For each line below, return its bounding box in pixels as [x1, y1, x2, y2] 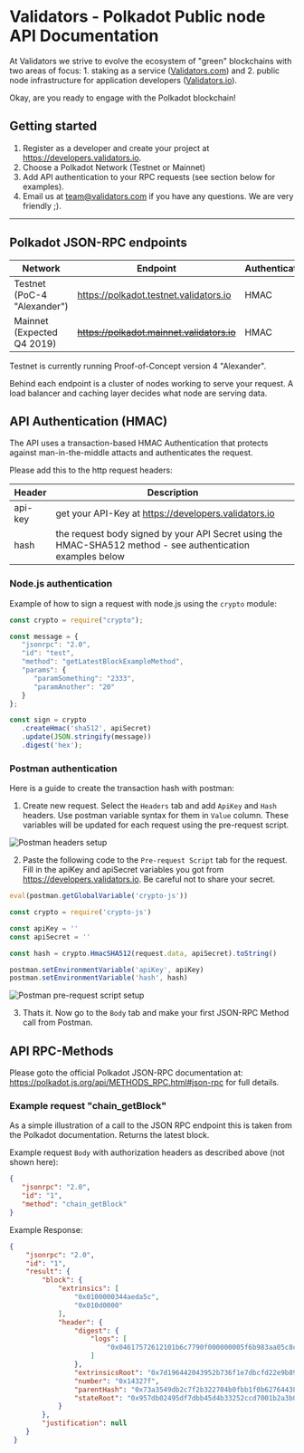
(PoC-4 [14, 288, 48, 301]
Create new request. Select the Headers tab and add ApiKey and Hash [22, 800, 278, 811]
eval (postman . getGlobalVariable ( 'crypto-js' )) [9, 892, 188, 901]
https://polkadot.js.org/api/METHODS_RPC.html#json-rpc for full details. [9, 1077, 280, 1088]
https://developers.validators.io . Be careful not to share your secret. [22, 874, 276, 884]
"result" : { [25, 1267, 71, 1276]
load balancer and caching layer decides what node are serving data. [9, 387, 268, 398]
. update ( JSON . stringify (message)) [21, 732, 152, 741]
